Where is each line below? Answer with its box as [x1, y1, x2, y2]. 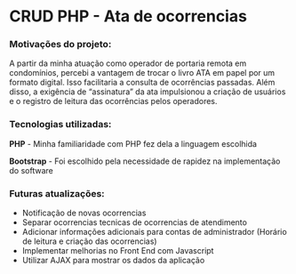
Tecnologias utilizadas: [9, 118, 112, 131]
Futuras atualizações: [9, 187, 105, 199]
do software [9, 165, 53, 175]
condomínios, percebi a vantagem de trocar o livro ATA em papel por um [9, 68, 276, 78]
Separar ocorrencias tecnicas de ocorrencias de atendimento [21, 217, 247, 228]
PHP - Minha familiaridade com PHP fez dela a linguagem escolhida [9, 138, 258, 149]
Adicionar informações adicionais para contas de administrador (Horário [21, 227, 287, 238]
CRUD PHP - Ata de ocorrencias [9, 6, 247, 27]
